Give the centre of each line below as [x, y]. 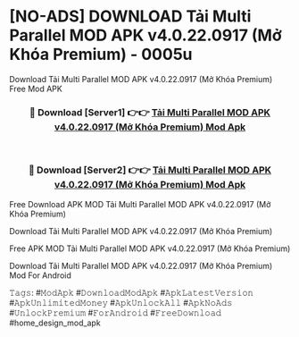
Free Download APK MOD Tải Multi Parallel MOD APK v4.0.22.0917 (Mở [140, 204]
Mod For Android [40, 275]
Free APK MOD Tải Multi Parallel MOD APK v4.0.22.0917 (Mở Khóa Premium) [150, 249]
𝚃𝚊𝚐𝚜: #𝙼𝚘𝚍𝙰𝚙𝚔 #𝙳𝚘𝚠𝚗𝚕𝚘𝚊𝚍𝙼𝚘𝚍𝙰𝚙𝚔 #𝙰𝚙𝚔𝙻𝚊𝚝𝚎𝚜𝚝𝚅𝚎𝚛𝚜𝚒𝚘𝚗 [132, 292]
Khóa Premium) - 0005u [101, 55]
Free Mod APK [36, 88]
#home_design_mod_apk [55, 323]
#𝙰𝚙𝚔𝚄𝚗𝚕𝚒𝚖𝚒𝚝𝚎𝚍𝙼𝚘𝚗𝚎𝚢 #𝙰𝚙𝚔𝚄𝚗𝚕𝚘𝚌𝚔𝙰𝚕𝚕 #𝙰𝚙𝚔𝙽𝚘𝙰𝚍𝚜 [121, 302]
